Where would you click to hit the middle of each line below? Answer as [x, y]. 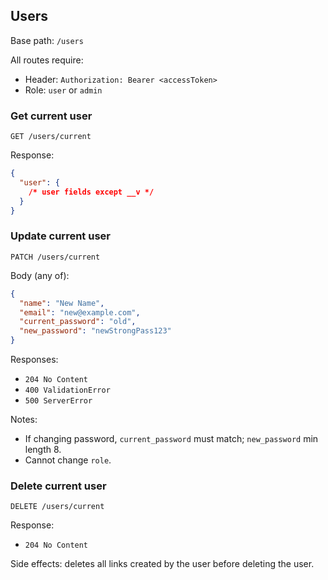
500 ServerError [58, 401]
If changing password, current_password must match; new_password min [171, 439]
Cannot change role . [68, 460]
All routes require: [47, 60]
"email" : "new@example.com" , [80, 312]
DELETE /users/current [57, 507]
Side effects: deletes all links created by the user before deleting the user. [162, 564]
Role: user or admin [63, 90]
